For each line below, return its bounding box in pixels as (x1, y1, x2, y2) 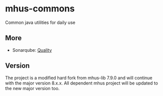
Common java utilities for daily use (5, 19, 76, 25)
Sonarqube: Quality (12, 47, 52, 53)
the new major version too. (5, 85, 60, 91)
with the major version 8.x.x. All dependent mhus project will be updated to (5, 80, 159, 86)
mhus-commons (5, 3, 75, 14)
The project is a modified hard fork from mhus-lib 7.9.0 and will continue (5, 75, 153, 81)
